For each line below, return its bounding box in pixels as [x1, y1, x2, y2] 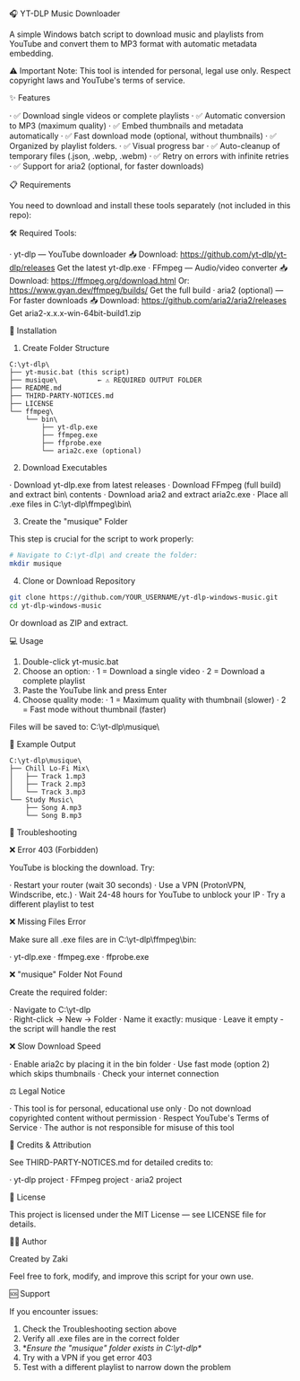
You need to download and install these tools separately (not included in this [9, 200, 291, 210]
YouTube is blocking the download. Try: [9, 862, 155, 873]
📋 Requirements [9, 180, 72, 189]
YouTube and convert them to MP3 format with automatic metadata [9, 39, 258, 48]
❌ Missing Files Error [9, 916, 87, 927]
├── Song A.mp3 [25, 803, 82, 812]
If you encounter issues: [9, 1306, 99, 1316]
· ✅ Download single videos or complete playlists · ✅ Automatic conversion [9, 110, 286, 120]
